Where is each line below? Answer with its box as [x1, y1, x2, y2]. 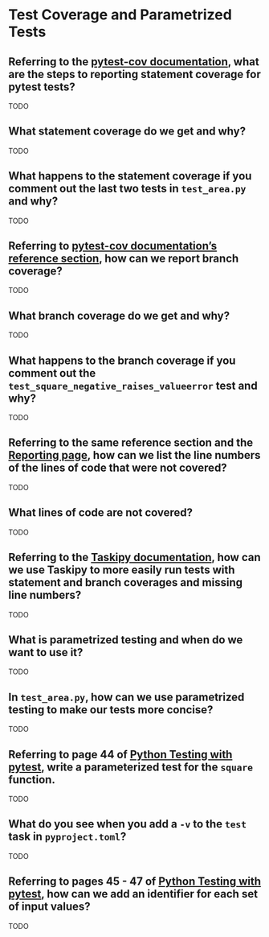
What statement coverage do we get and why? [8, 125, 247, 138]
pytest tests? [8, 80, 76, 93]
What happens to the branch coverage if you [8, 353, 236, 367]
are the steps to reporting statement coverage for [8, 67, 261, 81]
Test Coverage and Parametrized [8, 6, 233, 24]
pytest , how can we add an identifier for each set [8, 887, 259, 901]
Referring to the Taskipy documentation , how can [8, 551, 261, 564]
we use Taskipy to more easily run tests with [8, 563, 235, 577]
